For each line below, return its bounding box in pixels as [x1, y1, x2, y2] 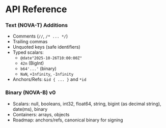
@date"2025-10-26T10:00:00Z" [20, 56, 82, 61]
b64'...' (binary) [20, 66, 57, 72]
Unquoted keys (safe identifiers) [12, 44, 80, 50]
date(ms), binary [12, 106, 48, 112]
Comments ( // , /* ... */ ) [12, 33, 68, 39]
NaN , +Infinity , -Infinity [20, 71, 74, 77]
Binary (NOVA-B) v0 [5, 89, 56, 96]
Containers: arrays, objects [12, 111, 70, 117]
